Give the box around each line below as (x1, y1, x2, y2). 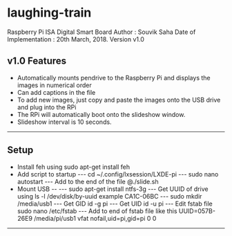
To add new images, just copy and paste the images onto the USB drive (17, 96, 221, 104)
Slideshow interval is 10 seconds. (17, 118, 112, 126)
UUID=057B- (178, 206, 216, 215)
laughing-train (7, 5, 92, 21)
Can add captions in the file (17, 88, 96, 96)
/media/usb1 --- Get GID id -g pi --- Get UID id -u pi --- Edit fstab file (17, 199, 213, 208)
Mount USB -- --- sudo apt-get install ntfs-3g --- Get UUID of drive (17, 185, 209, 193)
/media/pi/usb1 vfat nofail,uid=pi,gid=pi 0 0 (34, 214, 157, 222)
